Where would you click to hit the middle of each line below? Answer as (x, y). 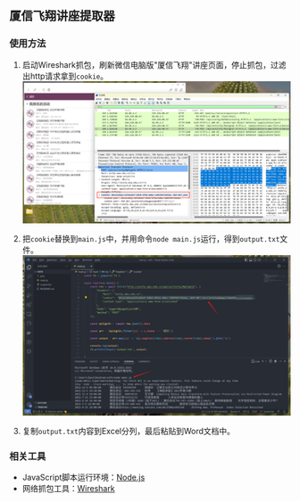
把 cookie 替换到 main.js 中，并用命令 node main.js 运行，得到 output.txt (151, 239)
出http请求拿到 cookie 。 (65, 76)
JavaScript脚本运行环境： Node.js (83, 477)
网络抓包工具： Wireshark (68, 488)
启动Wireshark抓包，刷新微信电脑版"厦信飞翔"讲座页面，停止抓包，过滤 (154, 64)
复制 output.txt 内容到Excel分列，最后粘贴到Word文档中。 (128, 431)
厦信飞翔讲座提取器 (62, 16)
